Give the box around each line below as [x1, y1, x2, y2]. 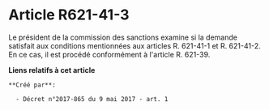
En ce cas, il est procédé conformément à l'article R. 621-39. [8, 49, 211, 59]
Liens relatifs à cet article [8, 65, 96, 74]
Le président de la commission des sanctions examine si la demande [8, 32, 237, 42]
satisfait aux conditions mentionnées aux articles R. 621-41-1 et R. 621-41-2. [8, 40, 261, 50]
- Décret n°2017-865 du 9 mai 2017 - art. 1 [15, 95, 169, 103]
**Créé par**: [8, 81, 57, 89]
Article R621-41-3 [8, 6, 130, 24]
